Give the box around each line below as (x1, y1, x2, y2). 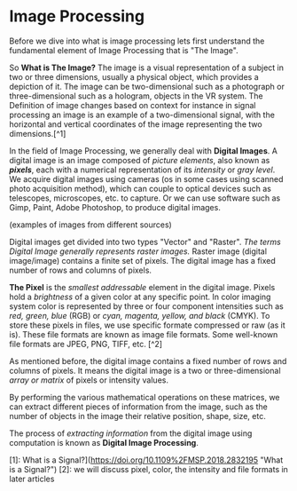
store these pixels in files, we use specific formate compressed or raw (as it (9, 320, 285, 330)
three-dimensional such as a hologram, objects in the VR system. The (9, 91, 263, 101)
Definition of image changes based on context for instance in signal (9, 99, 256, 110)
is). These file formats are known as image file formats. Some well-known (9, 329, 278, 339)
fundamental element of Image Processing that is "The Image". (9, 44, 238, 55)
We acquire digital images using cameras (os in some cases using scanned (9, 173, 284, 184)
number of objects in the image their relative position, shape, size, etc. (9, 410, 266, 421)
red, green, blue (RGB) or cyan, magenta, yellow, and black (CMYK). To (9, 310, 270, 321)
